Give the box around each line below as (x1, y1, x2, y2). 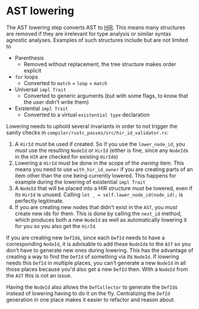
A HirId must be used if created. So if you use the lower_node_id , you (14, 140, 185, 147)
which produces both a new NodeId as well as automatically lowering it (14, 216, 187, 223)
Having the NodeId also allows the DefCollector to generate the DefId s (6, 283, 178, 291)
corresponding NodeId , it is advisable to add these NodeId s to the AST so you (6, 240, 191, 247)
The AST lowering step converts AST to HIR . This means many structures (6, 24, 185, 31)
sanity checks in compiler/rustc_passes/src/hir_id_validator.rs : (6, 129, 169, 136)
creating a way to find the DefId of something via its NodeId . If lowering (6, 253, 179, 260)
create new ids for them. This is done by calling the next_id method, (14, 210, 182, 217)
